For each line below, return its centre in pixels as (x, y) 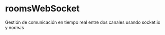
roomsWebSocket (42, 9)
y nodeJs (15, 27)
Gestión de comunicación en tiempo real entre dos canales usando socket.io (83, 22)
